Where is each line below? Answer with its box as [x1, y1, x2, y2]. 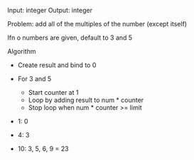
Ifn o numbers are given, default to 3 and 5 [7, 33, 133, 42]
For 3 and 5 [17, 74, 52, 83]
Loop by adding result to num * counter [28, 96, 144, 104]
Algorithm [7, 47, 36, 55]
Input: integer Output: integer [7, 6, 92, 14]
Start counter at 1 [28, 88, 79, 96]
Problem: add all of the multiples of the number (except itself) [7, 20, 187, 28]
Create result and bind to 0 [17, 61, 97, 69]
